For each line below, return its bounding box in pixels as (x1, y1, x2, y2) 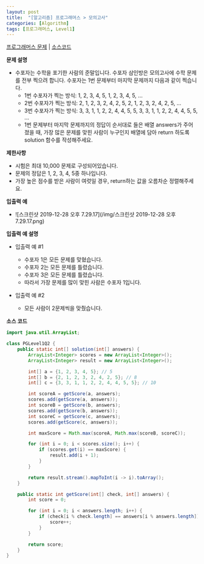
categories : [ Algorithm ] (6, 20, 69, 26)
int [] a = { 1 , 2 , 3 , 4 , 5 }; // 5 (28, 368, 113, 374)
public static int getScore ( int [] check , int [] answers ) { (17, 491, 170, 497)
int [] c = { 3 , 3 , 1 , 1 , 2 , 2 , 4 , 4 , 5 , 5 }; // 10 (28, 380, 157, 386)
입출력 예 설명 (6, 230, 38, 238)
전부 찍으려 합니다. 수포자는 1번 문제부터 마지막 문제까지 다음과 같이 (21, 77, 181, 84)
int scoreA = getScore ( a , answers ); (28, 391, 121, 397)
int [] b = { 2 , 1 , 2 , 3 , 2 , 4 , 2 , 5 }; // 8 (28, 374, 138, 380)
